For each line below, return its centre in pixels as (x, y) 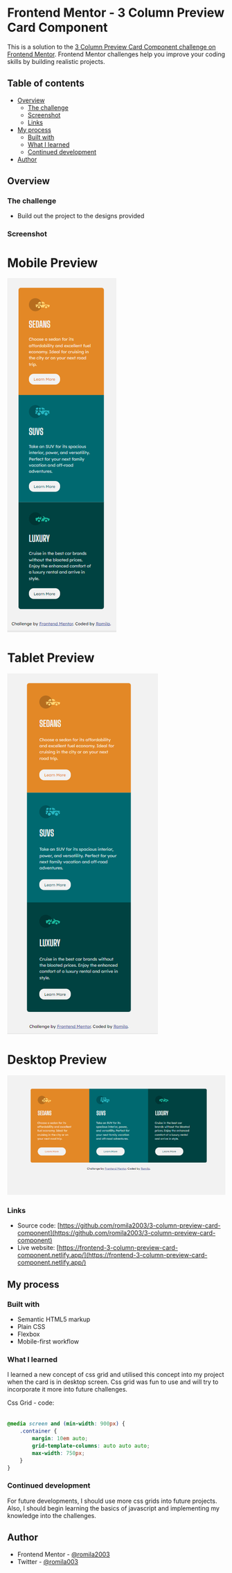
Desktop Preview (57, 1060)
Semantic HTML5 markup (54, 1319)
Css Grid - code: (31, 1403)
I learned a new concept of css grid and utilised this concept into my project (116, 1375)
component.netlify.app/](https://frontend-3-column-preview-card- (112, 1255)
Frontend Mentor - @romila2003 (63, 1554)
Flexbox (28, 1334)
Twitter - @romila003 (47, 1561)
